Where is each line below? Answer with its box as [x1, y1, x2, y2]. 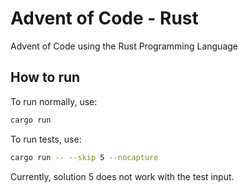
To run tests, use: [10, 133, 82, 145]
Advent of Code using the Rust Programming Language [10, 40, 238, 52]
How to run [10, 69, 81, 86]
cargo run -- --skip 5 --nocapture [10, 152, 159, 162]
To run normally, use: [10, 95, 98, 107]
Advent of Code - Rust [10, 7, 199, 30]
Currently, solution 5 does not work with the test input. [10, 170, 235, 182]
